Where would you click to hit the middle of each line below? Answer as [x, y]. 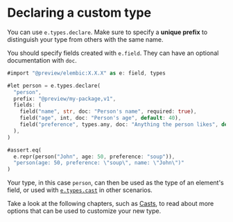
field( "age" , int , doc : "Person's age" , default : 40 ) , [101, 118]
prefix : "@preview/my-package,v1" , [65, 99]
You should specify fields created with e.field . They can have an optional [113, 53]
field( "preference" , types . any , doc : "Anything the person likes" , [119, 125]
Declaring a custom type [79, 13]
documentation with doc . [42, 60]
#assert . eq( [24, 150]
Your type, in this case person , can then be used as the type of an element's [115, 183]
